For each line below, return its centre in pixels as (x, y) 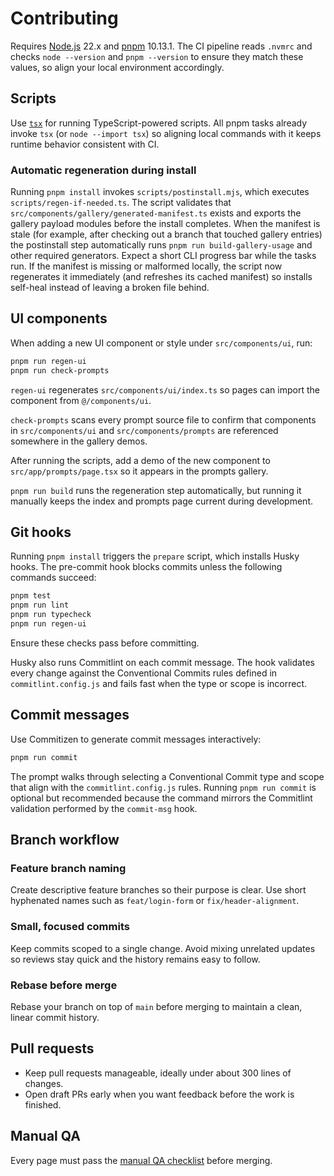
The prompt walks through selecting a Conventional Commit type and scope (167, 776)
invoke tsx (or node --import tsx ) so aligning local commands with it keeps (166, 133)
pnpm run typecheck (51, 615)
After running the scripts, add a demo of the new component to (140, 460)
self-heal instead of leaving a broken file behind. (110, 288)
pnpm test (31, 596)
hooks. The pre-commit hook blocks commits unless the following (146, 567)
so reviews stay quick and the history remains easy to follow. (135, 959)
